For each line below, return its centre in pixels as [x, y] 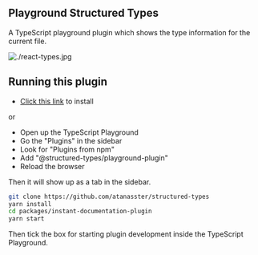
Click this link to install [56, 101]
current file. [27, 41]
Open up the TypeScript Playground [79, 132]
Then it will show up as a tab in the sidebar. [80, 182]
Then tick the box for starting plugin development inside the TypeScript [126, 234]
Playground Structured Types [83, 13]
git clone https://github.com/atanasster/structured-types [109, 196]
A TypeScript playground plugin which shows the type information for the [129, 32]
